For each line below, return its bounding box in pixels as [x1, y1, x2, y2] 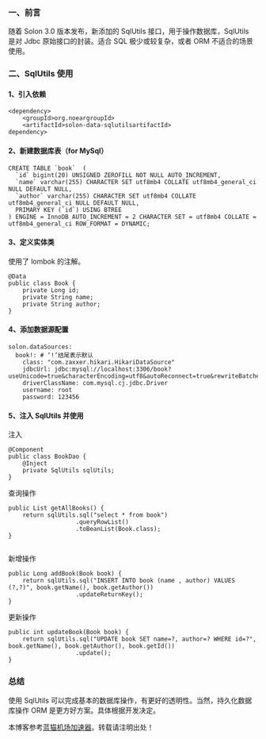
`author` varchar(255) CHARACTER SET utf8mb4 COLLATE [15, 192, 196, 200]
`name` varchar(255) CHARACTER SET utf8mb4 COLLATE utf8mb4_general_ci [15, 178, 257, 186]
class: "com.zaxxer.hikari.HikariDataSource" [22, 359, 176, 367]
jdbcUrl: [22, 365, 51, 374]
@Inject [22, 460, 47, 468]
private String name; [22, 293, 93, 301]
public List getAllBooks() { [8, 504, 104, 513]
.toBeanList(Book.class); [75, 525, 161, 533]
